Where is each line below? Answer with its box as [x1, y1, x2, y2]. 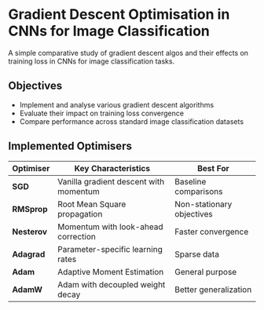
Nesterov [12, 226, 48, 237]
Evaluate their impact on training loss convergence [19, 108, 185, 118]
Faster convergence [174, 226, 249, 237]
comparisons [174, 186, 223, 197]
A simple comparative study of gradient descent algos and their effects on [8, 48, 249, 57]
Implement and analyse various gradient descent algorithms [19, 100, 214, 109]
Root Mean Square [57, 199, 126, 210]
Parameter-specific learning [57, 243, 163, 254]
